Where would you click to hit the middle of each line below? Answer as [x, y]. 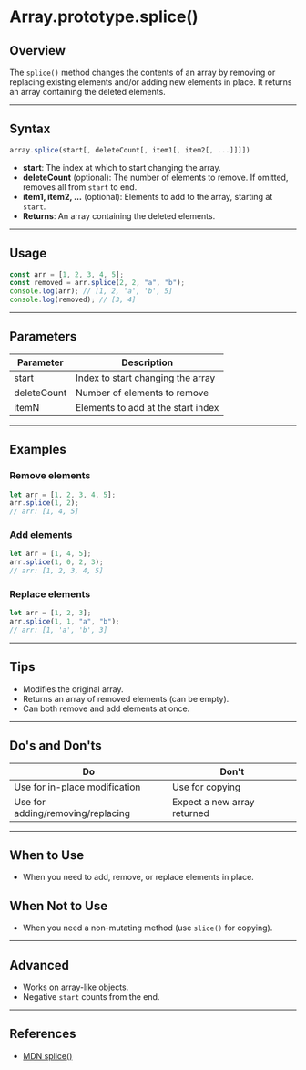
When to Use [47, 855]
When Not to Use [58, 906]
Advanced [40, 965]
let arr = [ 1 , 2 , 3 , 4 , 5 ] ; [63, 495]
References [43, 1034]
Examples [38, 450]
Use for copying [206, 787]
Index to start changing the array [146, 378]
